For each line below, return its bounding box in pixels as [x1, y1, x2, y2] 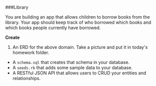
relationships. [12, 75, 41, 81]
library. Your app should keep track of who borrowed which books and [5, 20, 151, 25]
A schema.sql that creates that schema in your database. [12, 59, 130, 65]
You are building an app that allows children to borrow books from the [5, 14, 150, 20]
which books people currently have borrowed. [5, 25, 101, 31]
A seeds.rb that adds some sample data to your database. [12, 65, 133, 70]
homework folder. [12, 50, 49, 55]
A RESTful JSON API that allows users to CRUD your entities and [12, 70, 146, 76]
